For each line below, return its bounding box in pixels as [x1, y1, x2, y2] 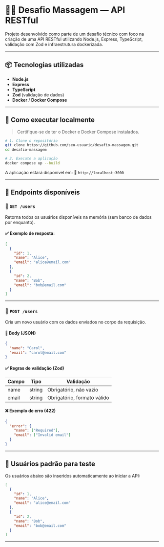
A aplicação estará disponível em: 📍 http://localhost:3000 [5, 169, 124, 175]
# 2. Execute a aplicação [5, 156, 58, 161]
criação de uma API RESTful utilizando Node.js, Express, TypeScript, [5, 36, 143, 42]
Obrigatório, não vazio [47, 386, 99, 393]
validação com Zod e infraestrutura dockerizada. [5, 41, 103, 47]
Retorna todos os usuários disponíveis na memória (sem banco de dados [5, 214, 152, 220]
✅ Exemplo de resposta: [5, 230, 55, 236]
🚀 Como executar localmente [5, 116, 95, 124]
